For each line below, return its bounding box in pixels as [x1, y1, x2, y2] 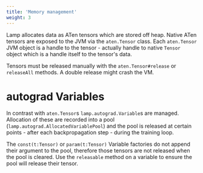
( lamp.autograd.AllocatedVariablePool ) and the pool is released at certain [6, 122, 192, 130]
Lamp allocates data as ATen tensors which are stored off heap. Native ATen [6, 31, 197, 38]
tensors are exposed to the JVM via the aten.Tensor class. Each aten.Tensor [6, 38, 197, 45]
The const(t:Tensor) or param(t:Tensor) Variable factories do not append [6, 140, 191, 148]
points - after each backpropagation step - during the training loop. [6, 129, 175, 136]
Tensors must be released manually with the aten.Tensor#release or [6, 62, 177, 70]
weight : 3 [6, 15, 32, 21]
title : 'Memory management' [6, 8, 78, 15]
